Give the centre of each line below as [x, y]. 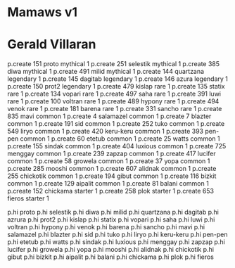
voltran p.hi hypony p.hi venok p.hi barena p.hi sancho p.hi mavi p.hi [106, 227]
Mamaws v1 [43, 12]
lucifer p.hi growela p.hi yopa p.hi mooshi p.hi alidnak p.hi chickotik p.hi [111, 250]
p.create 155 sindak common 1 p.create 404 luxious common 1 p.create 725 [117, 146]
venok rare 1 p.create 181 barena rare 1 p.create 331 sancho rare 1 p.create [115, 109]
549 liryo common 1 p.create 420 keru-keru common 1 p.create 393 [106, 132]
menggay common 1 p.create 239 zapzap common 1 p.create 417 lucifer [112, 154]
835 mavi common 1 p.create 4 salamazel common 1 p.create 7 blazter [109, 116]
